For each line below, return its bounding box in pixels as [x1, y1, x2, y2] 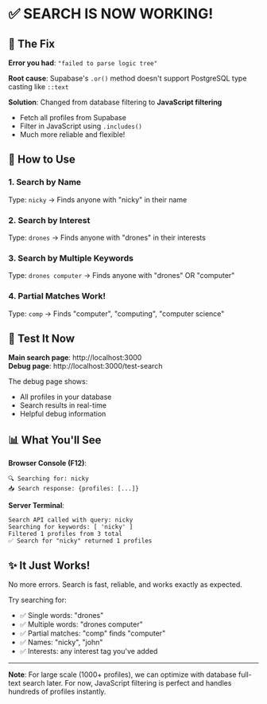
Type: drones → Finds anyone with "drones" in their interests [8, 233, 207, 242]
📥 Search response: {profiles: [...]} [8, 485, 139, 493]
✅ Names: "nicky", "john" [19, 638, 103, 647]
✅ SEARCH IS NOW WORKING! [8, 5, 214, 23]
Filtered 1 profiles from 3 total [8, 530, 123, 538]
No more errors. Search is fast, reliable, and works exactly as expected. [8, 580, 242, 589]
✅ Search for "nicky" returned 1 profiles [8, 537, 153, 546]
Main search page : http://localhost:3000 [8, 353, 142, 362]
